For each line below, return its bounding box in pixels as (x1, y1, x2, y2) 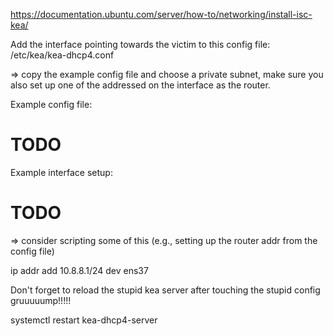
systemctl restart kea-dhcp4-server (10, 314, 158, 326)
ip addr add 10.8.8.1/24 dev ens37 (10, 264, 149, 276)
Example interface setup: (10, 166, 113, 178)
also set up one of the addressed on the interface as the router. (10, 79, 271, 91)
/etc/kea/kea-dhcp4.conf (10, 49, 115, 61)
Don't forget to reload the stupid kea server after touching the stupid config (10, 284, 321, 296)
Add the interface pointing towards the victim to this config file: (10, 39, 271, 50)
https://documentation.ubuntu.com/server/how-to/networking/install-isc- (10, 9, 313, 20)
